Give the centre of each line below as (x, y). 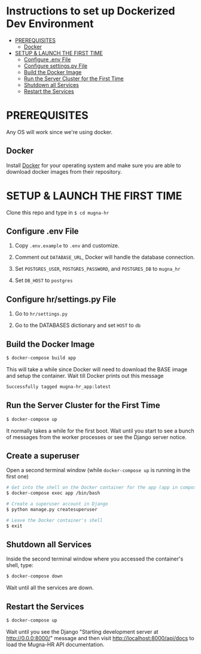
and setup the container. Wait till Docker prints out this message (85, 376)
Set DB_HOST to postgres (44, 280)
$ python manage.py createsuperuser (52, 509)
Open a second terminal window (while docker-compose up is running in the (98, 470)
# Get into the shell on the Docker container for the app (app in (92, 488)
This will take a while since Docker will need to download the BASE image (97, 369)
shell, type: (20, 565)
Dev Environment (50, 24)
